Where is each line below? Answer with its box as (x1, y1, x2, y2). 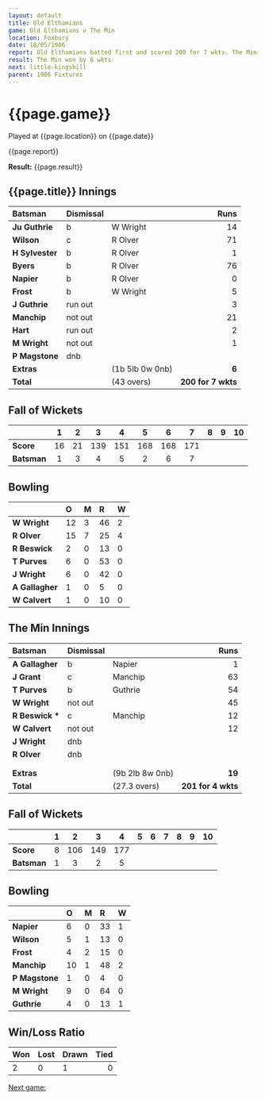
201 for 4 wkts (181, 780, 239, 791)
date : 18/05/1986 (8, 41, 66, 49)
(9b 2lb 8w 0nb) (112, 767, 175, 779)
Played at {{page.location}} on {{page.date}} (8, 131, 154, 140)
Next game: (8, 1083, 46, 1092)
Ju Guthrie (12, 221, 53, 233)
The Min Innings (8, 621, 90, 635)
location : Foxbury (8, 33, 69, 42)
